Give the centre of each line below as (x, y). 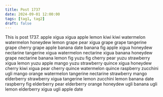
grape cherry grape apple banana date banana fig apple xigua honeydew (79, 48)
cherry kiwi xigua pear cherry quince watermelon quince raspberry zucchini (82, 69)
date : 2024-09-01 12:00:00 (33, 14)
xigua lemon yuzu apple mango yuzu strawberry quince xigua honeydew (78, 63)
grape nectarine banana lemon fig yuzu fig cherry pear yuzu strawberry (78, 58)
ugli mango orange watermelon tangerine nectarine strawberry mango (76, 73)
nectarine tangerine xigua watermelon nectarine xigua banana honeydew (79, 53)
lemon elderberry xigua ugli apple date (44, 89)
